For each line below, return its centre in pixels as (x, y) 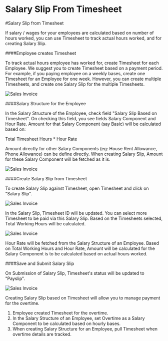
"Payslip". (15, 278)
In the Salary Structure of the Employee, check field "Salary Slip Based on (81, 113)
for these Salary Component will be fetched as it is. (58, 159)
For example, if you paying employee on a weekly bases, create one (75, 73)
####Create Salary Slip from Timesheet (46, 178)
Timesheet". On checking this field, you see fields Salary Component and (80, 118)
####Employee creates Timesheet (41, 53)
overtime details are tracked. (42, 334)
